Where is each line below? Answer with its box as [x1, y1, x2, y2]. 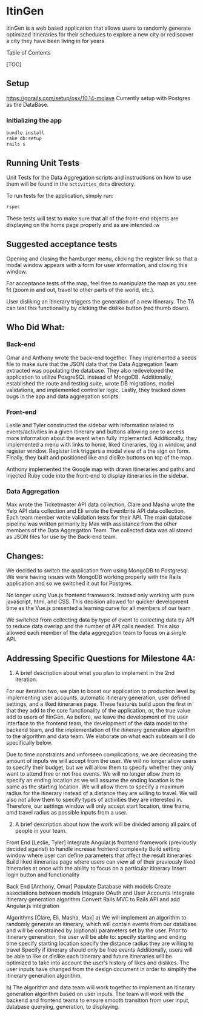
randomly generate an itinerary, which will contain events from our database [6, 921, 197, 928]
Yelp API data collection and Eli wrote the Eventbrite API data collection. [6, 507, 185, 515]
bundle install [6, 130, 45, 136]
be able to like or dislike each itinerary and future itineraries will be [6, 953, 173, 960]
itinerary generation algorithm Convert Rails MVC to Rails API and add [6, 896, 181, 903]
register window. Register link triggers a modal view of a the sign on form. [6, 447, 190, 455]
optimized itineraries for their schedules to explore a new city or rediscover [6, 30, 194, 38]
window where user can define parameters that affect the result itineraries [6, 852, 192, 859]
